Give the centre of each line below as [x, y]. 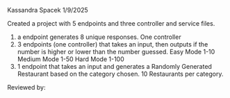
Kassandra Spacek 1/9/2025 [48, 10]
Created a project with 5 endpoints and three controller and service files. [111, 23]
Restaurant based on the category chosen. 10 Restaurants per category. [120, 74]
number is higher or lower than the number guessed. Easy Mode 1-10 [116, 52]
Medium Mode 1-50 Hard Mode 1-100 [71, 59]
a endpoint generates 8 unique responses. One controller [99, 37]
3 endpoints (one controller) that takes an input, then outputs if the [113, 44]
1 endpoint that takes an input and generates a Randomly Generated [114, 66]
